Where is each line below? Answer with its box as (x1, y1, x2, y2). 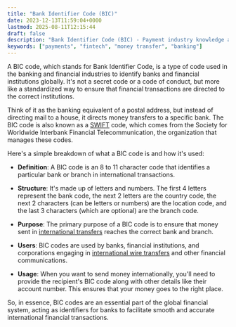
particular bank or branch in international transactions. (17, 170, 176, 179)
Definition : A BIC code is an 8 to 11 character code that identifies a (17, 163, 211, 171)
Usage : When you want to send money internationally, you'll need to (17, 270, 216, 278)
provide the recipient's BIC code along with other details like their (17, 277, 207, 286)
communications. (17, 256, 68, 264)
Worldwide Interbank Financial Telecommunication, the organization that (7, 128, 217, 136)
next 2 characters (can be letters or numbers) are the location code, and (17, 199, 227, 207)
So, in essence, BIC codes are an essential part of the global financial (7, 298, 209, 307)
